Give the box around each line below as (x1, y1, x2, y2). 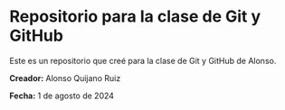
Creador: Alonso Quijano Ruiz (9, 72, 121, 83)
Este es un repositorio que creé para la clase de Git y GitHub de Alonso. (9, 55, 277, 66)
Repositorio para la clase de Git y (9, 6, 261, 27)
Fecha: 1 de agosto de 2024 (9, 90, 115, 101)
